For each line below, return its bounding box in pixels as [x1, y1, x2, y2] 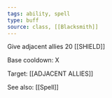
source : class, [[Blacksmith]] [7, 23, 99, 30]
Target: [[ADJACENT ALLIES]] [7, 69, 94, 78]
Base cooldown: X [7, 56, 59, 64]
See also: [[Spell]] [7, 83, 59, 92]
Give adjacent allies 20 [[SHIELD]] [7, 43, 106, 51]
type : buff [7, 17, 39, 24]
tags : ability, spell [7, 10, 71, 17]
